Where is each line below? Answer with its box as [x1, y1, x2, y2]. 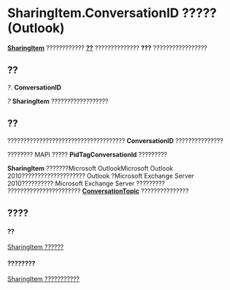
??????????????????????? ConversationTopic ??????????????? [7, 186, 190, 195]
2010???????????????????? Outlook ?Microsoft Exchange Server [7, 171, 195, 180]
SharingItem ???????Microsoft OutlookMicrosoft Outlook [7, 163, 174, 172]
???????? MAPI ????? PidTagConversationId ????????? [7, 150, 168, 159]
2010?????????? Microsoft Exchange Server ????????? [7, 179, 165, 188]
